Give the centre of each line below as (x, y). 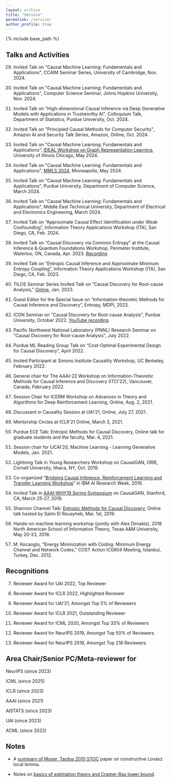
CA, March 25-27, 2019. (38, 498)
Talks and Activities (38, 55)
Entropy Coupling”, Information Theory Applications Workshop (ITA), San (89, 269)
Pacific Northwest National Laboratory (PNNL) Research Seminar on (84, 330)
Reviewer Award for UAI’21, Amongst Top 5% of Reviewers (75, 603)
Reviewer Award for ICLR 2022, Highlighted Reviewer (69, 593)
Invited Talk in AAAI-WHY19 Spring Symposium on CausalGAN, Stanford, (89, 493)
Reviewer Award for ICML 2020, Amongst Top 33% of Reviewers (81, 623)
